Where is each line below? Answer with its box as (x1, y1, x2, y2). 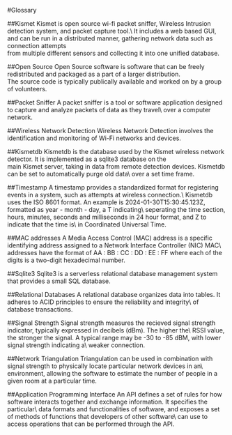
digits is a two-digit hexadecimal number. (7, 256, 125, 264)
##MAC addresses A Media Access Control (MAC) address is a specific (7, 234, 212, 242)
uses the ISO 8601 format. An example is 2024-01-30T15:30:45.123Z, (7, 198, 206, 206)
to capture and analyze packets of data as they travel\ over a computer (7, 106, 211, 114)
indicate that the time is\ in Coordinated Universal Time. (7, 220, 167, 229)
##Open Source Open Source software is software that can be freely (7, 63, 205, 70)
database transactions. (7, 305, 73, 313)
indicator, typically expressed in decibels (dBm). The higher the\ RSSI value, (7, 326, 225, 334)
